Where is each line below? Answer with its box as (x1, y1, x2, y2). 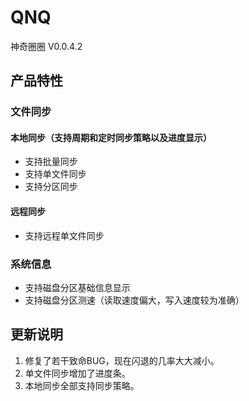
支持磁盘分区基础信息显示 (24, 281, 131, 293)
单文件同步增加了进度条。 (24, 367, 131, 379)
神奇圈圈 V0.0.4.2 (10, 40, 83, 52)
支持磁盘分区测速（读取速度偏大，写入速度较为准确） (24, 294, 245, 306)
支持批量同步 (24, 156, 78, 168)
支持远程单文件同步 (24, 229, 105, 241)
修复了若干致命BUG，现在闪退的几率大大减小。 (24, 354, 220, 366)
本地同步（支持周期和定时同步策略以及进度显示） (10, 131, 212, 143)
